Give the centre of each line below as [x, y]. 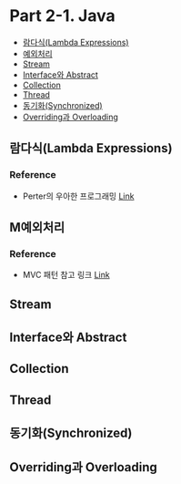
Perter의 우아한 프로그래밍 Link [78, 196]
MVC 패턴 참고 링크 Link [66, 275]
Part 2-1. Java [62, 16]
